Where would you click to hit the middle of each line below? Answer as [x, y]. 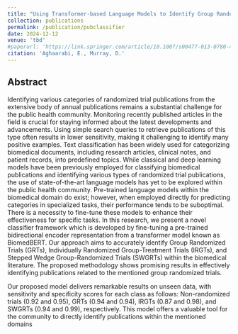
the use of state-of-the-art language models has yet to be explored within [115, 182]
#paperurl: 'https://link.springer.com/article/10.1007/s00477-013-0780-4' [121, 47]
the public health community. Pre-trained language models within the [108, 189]
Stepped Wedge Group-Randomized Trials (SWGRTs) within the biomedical [117, 257]
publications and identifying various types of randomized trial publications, [117, 174]
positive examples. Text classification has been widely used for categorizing [119, 144]
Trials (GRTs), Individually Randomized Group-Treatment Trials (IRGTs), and [117, 250]
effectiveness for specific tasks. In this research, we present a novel [107, 220]
